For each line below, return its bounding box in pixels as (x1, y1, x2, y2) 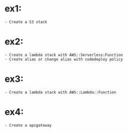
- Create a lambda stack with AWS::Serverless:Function (4, 52, 123, 57)
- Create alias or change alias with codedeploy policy (4, 57, 123, 62)
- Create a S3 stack (4, 19, 48, 24)
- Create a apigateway (4, 123, 52, 128)
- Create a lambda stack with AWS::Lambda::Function (4, 90, 117, 95)
